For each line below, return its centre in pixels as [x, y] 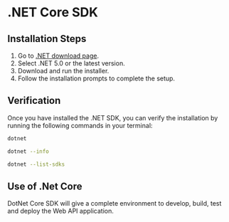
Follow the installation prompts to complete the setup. [96, 78]
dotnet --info [28, 151]
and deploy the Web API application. [60, 211]
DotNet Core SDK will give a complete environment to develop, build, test [114, 203]
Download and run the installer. [63, 71]
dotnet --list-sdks [36, 164]
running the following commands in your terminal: [80, 125]
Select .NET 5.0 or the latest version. [71, 63]
